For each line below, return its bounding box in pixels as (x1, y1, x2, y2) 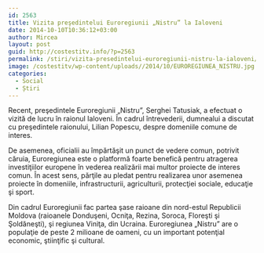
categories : (8, 70, 47, 78)
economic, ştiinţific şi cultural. (8, 236, 105, 245)
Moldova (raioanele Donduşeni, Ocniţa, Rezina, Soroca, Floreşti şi (8, 211, 220, 220)
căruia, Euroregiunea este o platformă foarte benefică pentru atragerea (8, 154, 238, 164)
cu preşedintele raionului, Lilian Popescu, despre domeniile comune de (8, 122, 237, 132)
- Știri (15, 84, 41, 92)
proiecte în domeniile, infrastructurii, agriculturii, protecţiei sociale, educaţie (8, 179, 254, 189)
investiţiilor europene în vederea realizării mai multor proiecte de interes (8, 162, 241, 172)
